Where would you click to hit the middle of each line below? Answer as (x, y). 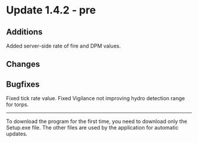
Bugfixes (23, 84)
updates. (17, 134)
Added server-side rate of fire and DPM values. (63, 46)
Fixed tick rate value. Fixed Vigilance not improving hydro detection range (95, 98)
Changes (23, 64)
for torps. (17, 105)
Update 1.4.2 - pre (51, 10)
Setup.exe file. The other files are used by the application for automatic (92, 128)
